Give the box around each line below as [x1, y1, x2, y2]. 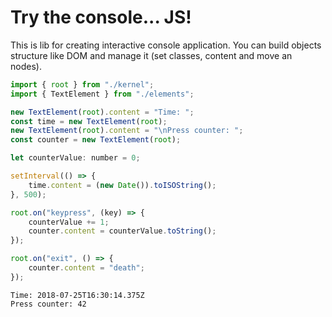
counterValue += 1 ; [28, 217, 110, 227]
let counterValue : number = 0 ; [10, 153, 141, 163]
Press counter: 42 [10, 299, 87, 309]
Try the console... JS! [10, 6, 192, 29]
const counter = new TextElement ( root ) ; [10, 135, 182, 145]
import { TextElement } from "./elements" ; [10, 89, 195, 99]
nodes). [10, 60, 42, 72]
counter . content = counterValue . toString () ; [28, 226, 217, 236]
